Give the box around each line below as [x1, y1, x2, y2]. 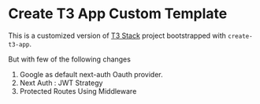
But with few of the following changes [8, 54, 132, 64]
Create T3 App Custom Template [8, 5, 228, 23]
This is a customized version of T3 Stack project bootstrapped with [8, 31, 227, 40]
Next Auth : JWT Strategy [19, 78, 103, 87]
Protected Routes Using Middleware [19, 86, 137, 95]
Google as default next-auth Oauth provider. [19, 69, 163, 79]
